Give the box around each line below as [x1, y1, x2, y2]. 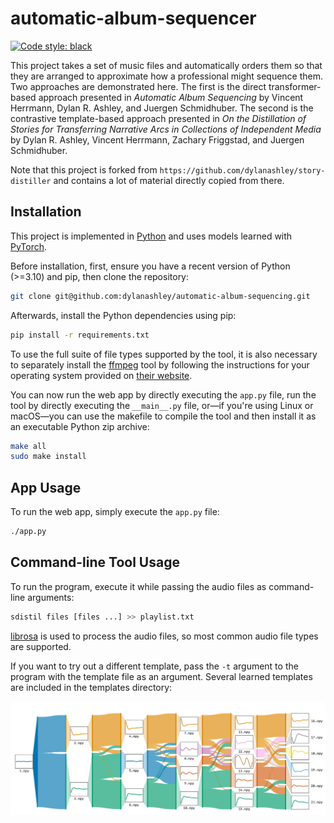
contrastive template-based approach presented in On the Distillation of [10, 112, 307, 124]
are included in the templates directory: [10, 681, 173, 693]
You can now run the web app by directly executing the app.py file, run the [10, 388, 317, 401]
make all [10, 441, 47, 451]
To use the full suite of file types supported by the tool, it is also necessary [10, 348, 318, 360]
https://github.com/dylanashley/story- [159, 165, 326, 176]
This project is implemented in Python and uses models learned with [10, 230, 293, 242]
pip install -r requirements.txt [10, 330, 150, 340]
